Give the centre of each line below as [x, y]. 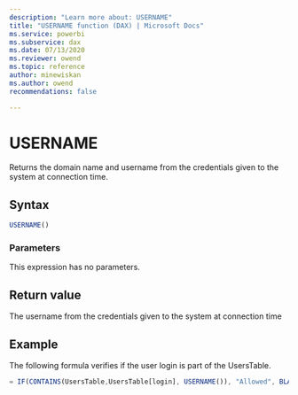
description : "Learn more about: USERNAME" [91, 17]
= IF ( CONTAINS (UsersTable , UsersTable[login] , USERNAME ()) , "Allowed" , [142, 382]
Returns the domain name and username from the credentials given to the [144, 167]
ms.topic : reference [47, 67]
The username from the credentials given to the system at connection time [145, 316]
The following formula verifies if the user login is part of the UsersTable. [141, 366]
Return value [45, 294]
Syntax [29, 205]
